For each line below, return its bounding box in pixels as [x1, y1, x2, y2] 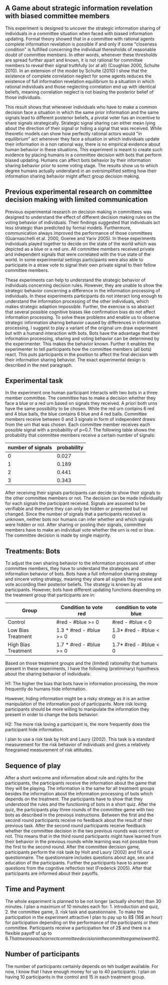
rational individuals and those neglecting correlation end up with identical [5, 84, 156, 90]
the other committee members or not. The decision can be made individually [5, 495, 162, 501]
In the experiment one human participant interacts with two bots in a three [5, 390, 158, 396]
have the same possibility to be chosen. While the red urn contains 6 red [5, 405, 154, 412]
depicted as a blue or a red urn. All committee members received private [5, 246, 154, 252]
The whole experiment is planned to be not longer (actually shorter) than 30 [5, 898, 161, 904]
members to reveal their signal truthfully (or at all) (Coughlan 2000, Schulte [5, 62, 160, 68]
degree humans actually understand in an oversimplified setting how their [5, 168, 157, 174]
